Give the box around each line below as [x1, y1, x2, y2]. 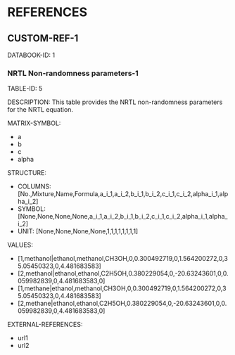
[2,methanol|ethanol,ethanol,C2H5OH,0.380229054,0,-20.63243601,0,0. [17, 269, 229, 278]
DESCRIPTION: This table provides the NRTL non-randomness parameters [7, 98, 223, 106]
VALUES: [7, 240, 34, 250]
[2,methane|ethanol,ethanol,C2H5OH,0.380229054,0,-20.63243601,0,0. [17, 299, 227, 308]
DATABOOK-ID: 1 [7, 51, 56, 59]
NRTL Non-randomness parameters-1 [7, 68, 139, 78]
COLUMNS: [17, 182, 51, 191]
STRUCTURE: [7, 169, 47, 177]
